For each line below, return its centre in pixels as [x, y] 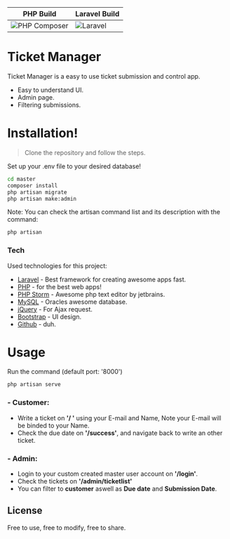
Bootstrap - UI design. [49, 317]
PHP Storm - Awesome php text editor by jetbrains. [91, 294]
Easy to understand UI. [50, 90]
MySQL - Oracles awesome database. [72, 302]
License [25, 511]
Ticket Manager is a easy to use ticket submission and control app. [104, 76]
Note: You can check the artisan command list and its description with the [114, 212]
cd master [22, 179]
